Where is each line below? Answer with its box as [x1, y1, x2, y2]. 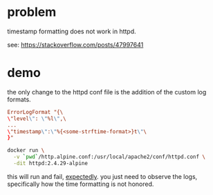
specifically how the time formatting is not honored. [7, 180, 154, 188]
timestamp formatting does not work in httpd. [7, 27, 136, 35]
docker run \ [7, 147, 45, 154]
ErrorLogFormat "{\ [7, 108, 64, 115]
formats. [7, 95, 31, 103]
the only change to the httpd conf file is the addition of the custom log [7, 87, 207, 96]
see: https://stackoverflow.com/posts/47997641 [7, 40, 144, 49]
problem [7, 4, 57, 20]
